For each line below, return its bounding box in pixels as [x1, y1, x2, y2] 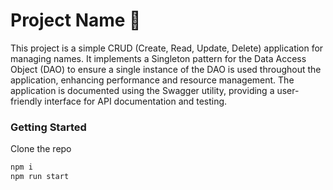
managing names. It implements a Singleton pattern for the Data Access [10, 52, 307, 64]
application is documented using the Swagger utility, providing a [10, 84, 275, 96]
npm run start [10, 172, 70, 182]
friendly [10, 95, 43, 107]
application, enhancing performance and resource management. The [10, 74, 295, 86]
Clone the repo [10, 143, 72, 155]
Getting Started [10, 120, 87, 134]
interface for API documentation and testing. [44, 95, 228, 107]
